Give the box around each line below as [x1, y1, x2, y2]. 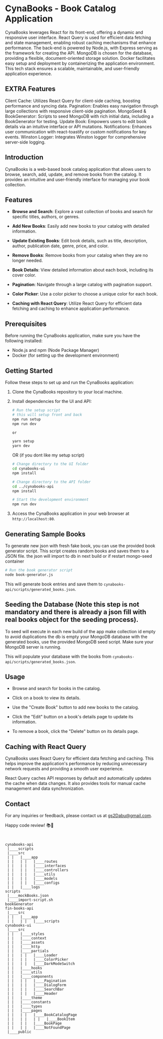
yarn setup [12, 439, 35, 444]
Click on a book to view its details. [12, 695, 81, 701]
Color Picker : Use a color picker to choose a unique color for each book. [12, 291, 158, 297]
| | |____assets [7, 940, 45, 945]
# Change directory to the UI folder [12, 462, 89, 467]
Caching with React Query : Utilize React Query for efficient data [12, 300, 142, 307]
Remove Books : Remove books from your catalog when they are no [12, 253, 148, 258]
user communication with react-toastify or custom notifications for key [5, 128, 147, 134]
